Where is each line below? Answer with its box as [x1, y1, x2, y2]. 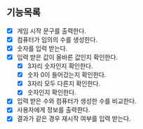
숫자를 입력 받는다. [16, 44, 68, 53]
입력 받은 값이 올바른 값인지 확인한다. [16, 53, 118, 61]
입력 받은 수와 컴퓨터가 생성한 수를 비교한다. [16, 97, 137, 105]
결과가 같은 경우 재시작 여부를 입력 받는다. [16, 114, 131, 123]
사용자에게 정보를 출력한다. [16, 106, 90, 114]
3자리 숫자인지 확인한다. [27, 62, 93, 70]
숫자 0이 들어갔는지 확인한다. [27, 71, 107, 79]
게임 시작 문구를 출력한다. [16, 27, 87, 35]
